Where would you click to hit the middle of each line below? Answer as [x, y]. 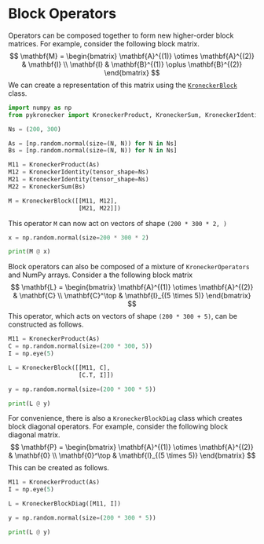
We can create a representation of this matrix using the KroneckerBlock [123, 85]
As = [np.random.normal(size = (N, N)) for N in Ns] [93, 143]
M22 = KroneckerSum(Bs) [47, 186]
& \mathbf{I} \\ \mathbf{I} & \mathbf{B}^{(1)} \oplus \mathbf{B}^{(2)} [132, 64]
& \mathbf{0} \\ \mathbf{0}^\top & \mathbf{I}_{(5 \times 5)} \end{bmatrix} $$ [132, 455]
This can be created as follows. [59, 468]
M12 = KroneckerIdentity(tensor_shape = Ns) [79, 172]
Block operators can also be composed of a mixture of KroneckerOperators [129, 267]
